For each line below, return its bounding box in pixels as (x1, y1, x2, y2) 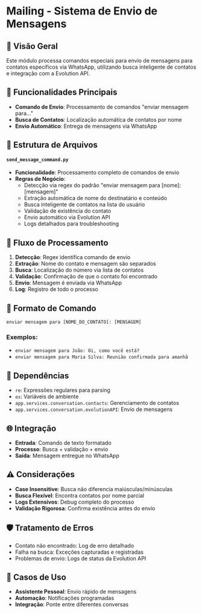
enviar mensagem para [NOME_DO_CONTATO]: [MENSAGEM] (6, 319, 142, 325)
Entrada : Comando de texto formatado (14, 439, 112, 446)
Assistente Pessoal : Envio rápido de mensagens (14, 588, 137, 595)
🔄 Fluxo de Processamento (6, 237, 109, 248)
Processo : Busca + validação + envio (14, 445, 109, 453)
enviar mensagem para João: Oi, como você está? (14, 348, 140, 354)
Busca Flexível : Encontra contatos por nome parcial (14, 492, 145, 499)
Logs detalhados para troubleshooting (24, 220, 119, 227)
